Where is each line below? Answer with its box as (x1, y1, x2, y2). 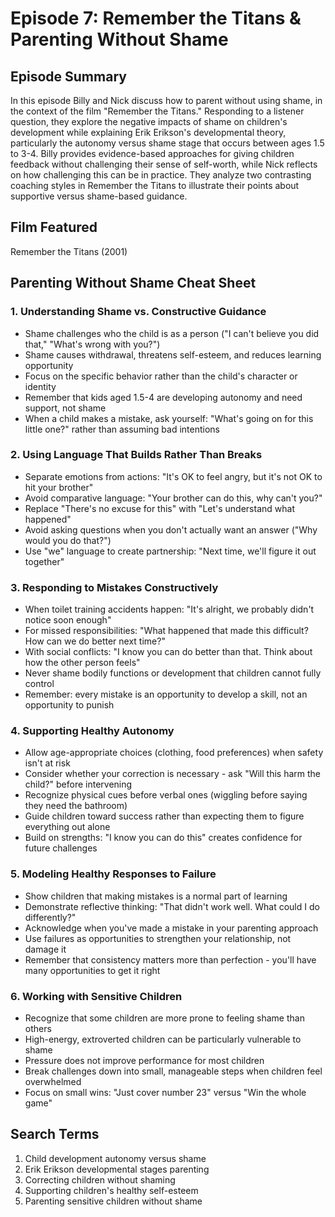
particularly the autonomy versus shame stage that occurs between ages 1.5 (10, 137, 325, 149)
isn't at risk (24, 757, 71, 769)
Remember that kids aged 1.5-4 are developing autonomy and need (24, 391, 303, 403)
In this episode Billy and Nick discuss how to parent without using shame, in (10, 95, 323, 106)
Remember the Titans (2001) (10, 245, 128, 257)
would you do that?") (24, 534, 112, 546)
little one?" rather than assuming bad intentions (24, 423, 220, 435)
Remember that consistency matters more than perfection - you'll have (24, 953, 317, 966)
